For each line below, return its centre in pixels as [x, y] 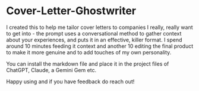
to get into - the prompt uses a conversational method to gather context [94, 33]
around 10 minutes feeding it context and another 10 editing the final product [100, 46]
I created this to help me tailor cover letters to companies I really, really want [99, 27]
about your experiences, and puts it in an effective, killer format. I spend [94, 40]
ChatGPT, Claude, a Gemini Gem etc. [51, 70]
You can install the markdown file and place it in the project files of [88, 64]
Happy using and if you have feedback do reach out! [70, 82]
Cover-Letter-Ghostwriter [71, 11]
